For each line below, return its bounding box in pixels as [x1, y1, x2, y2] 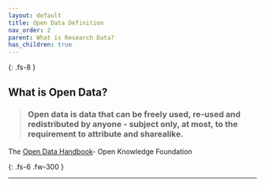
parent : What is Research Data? [8, 33, 114, 42]
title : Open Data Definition [8, 19, 104, 27]
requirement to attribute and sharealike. [27, 129, 184, 140]
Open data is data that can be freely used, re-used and [27, 109, 241, 120]
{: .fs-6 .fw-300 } [8, 162, 65, 171]
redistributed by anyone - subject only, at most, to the [27, 119, 238, 130]
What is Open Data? [8, 85, 108, 99]
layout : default [8, 11, 62, 20]
